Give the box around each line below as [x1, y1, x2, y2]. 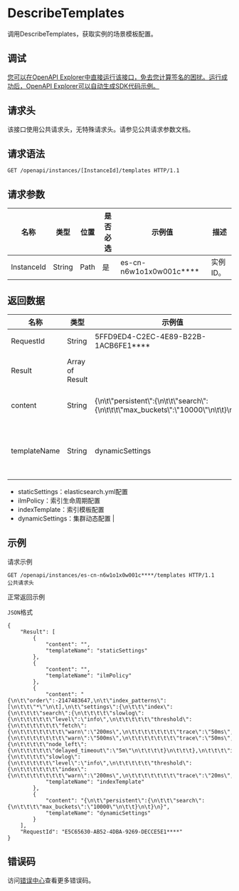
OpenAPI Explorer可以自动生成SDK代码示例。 [26, 81, 160, 90]
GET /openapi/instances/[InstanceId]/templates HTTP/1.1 [7, 167, 180, 174]
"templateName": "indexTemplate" [45, 778, 144, 785]
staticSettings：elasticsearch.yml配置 [17, 488, 128, 495]
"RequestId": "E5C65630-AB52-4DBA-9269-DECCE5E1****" [20, 828, 183, 835]
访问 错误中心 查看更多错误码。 [7, 876, 95, 885]
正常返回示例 [7, 593, 45, 601]
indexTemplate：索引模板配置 [17, 505, 105, 513]
